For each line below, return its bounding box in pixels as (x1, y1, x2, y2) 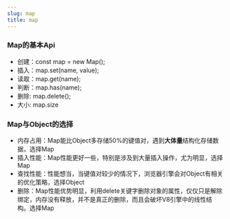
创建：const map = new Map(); (17, 57, 105, 65)
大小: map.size (17, 101, 59, 109)
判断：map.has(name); (17, 83, 82, 92)
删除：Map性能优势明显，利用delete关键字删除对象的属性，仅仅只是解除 (17, 187, 222, 195)
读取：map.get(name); (17, 74, 81, 83)
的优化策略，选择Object (17, 178, 85, 187)
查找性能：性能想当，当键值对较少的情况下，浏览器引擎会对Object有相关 (17, 169, 224, 178)
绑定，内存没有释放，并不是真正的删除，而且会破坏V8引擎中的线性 (17, 196, 207, 204)
